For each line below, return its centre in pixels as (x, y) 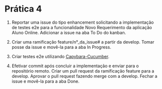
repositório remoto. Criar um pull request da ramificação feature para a (83, 71)
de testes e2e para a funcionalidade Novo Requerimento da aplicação (82, 27)
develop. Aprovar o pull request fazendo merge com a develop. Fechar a (84, 76)
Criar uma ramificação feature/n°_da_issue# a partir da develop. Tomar (83, 42)
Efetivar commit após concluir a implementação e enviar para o (75, 66)
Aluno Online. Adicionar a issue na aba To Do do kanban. (69, 32)
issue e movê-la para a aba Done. (45, 81)
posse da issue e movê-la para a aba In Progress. (61, 47)
